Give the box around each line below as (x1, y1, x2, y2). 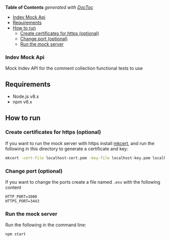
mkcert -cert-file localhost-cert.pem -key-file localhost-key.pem (5, 155, 151, 160)
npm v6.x (12, 99, 32, 105)
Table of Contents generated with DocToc (5, 5, 94, 10)
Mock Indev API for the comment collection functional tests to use (5, 65, 143, 72)
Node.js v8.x (12, 93, 39, 99)
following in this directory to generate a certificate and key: (5, 146, 129, 152)
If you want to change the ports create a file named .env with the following (5, 179, 160, 185)
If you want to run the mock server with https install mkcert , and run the (5, 140, 155, 146)
